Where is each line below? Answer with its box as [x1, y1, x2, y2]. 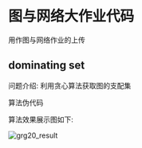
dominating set [8, 59, 85, 72]
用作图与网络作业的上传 [8, 35, 85, 45]
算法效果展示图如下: [8, 115, 74, 124]
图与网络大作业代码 [8, 7, 135, 25]
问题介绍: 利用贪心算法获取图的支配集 [8, 80, 132, 90]
